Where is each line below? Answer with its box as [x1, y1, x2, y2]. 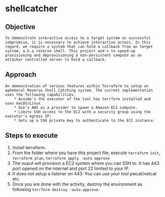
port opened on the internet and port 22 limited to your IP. [12, 165, 130, 171]
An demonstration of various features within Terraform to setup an [5, 83, 149, 89]
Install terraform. [12, 144, 46, 150]
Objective [5, 23, 36, 31]
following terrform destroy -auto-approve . [12, 186, 100, 192]
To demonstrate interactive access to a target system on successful [5, 35, 151, 40]
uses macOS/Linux [5, 100, 41, 106]
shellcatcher [5, 3, 58, 14]
